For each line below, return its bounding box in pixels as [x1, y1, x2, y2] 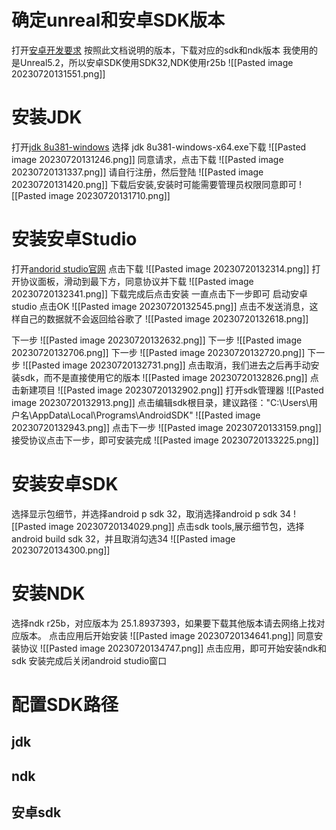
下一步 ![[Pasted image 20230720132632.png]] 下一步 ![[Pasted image [11, 334, 303, 346]
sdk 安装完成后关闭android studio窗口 [11, 654, 168, 666]
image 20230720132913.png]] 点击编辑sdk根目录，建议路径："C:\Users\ [11, 396, 310, 408]
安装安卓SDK [11, 473, 119, 495]
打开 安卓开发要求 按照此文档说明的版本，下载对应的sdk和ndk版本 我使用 [11, 44, 310, 56]
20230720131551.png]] [11, 67, 106, 80]
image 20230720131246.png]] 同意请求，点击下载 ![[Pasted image [11, 153, 284, 165]
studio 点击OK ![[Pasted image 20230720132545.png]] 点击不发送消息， [11, 300, 310, 312]
